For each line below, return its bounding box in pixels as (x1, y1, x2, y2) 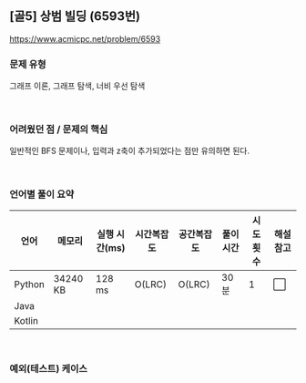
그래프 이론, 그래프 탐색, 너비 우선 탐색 (9, 80, 146, 91)
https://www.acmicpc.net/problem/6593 (9, 33, 161, 44)
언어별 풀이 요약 (9, 188, 75, 201)
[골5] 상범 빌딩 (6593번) (9, 8, 141, 25)
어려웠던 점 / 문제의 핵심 (9, 123, 108, 136)
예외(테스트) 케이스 (9, 362, 88, 375)
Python (14, 277, 46, 290)
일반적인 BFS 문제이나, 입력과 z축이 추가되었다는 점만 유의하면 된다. (9, 145, 250, 157)
